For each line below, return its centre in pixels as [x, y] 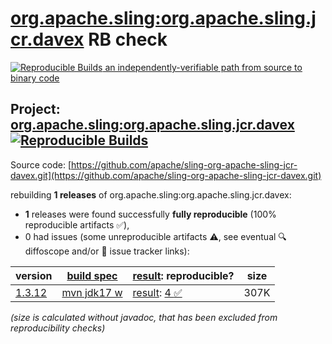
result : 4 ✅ [157, 292]
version [34, 275]
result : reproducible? [183, 275]
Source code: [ [41, 164]
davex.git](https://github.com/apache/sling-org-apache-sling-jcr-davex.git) [166, 175]
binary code [35, 78]
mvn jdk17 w [92, 292]
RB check [128, 39]
